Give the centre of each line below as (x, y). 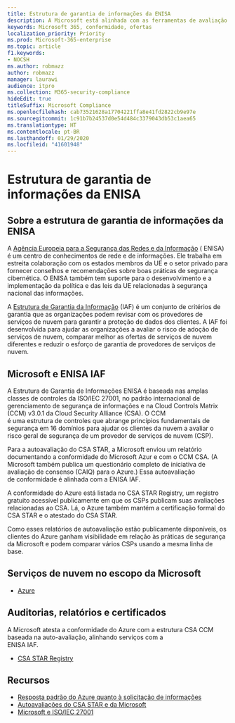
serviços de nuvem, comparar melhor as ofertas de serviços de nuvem (110, 337)
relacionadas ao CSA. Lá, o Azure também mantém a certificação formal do (116, 508)
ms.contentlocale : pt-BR (43, 132)
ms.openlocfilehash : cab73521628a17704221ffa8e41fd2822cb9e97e (102, 112)
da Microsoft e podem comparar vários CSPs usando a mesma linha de (110, 543)
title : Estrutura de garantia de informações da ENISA (89, 14)
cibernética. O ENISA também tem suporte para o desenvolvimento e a (109, 278)
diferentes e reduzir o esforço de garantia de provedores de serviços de (112, 344)
